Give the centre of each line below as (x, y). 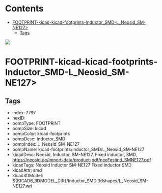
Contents (25, 9)
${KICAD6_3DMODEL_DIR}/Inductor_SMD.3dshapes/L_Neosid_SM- (80, 181)
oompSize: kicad (29, 128)
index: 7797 (24, 113)
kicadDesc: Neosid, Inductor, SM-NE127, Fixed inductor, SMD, (75, 154)
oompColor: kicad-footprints (41, 133)
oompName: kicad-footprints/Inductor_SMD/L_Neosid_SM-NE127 (78, 149)
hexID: (19, 118)
